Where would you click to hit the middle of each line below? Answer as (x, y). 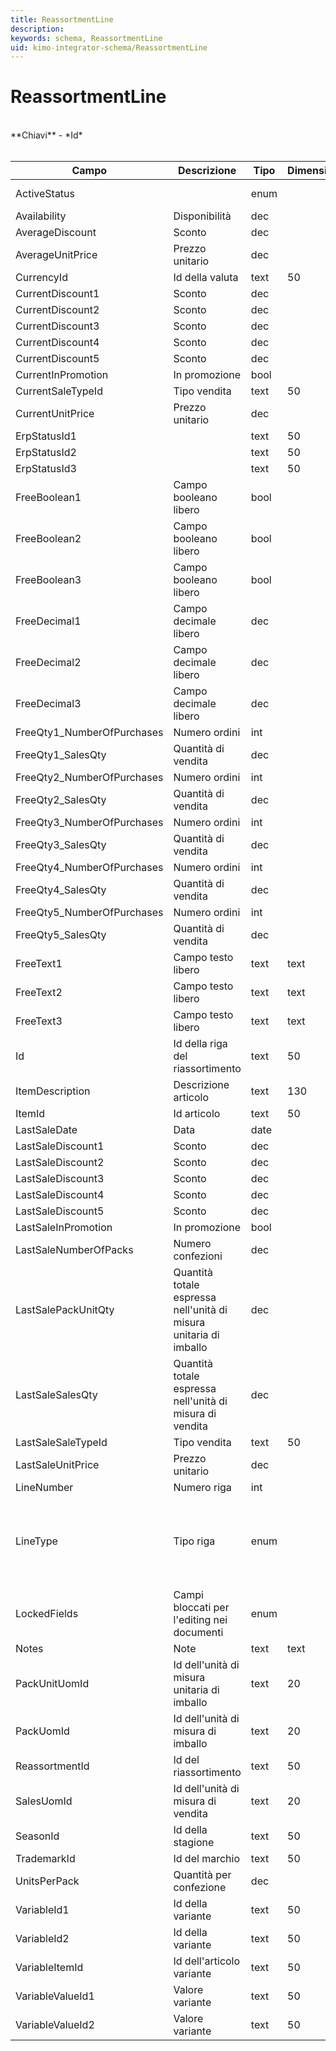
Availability (41, 216)
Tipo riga (194, 1541)
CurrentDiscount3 (57, 326)
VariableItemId (49, 1968)
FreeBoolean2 (48, 539)
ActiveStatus (45, 194)
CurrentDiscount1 (57, 294)
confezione (200, 1888)
